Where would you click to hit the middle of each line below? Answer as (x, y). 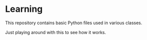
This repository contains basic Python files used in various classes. (74, 23)
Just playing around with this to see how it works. (56, 32)
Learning (24, 9)
